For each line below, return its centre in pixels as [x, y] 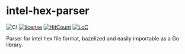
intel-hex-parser [48, 11]
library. [15, 45]
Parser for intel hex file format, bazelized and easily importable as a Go [93, 38]
